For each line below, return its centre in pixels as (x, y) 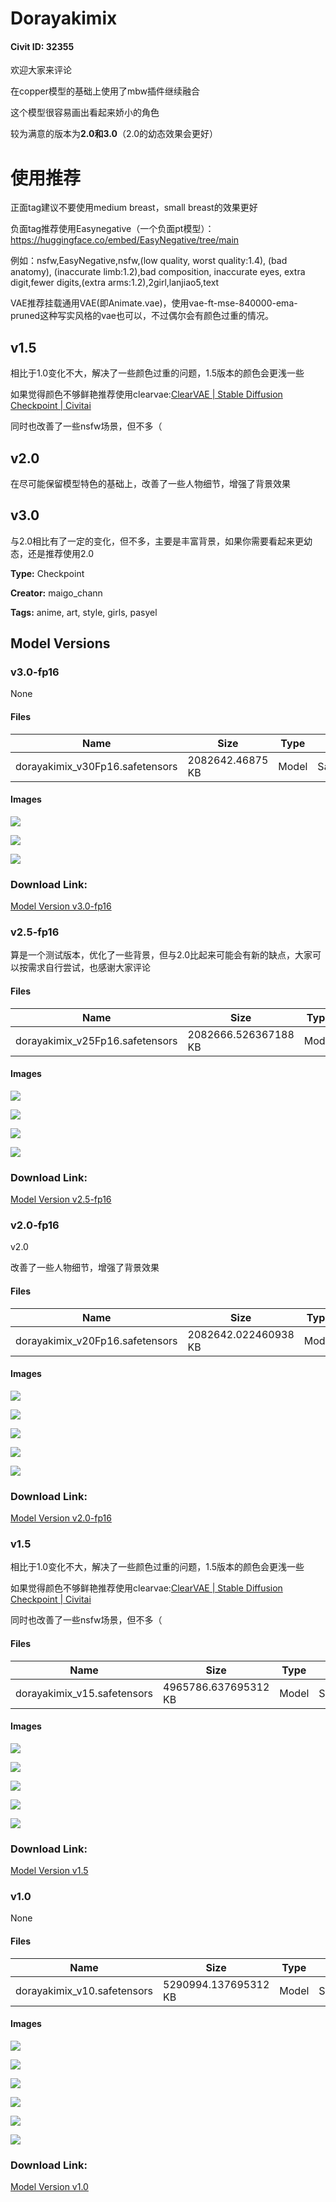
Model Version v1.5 (49, 1871)
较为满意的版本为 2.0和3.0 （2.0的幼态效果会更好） (114, 134)
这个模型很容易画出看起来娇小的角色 (85, 113)
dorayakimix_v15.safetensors (84, 1693)
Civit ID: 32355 (42, 46)
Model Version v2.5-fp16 (61, 1199)
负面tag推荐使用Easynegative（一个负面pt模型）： (112, 229)
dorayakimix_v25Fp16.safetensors (96, 1040)
